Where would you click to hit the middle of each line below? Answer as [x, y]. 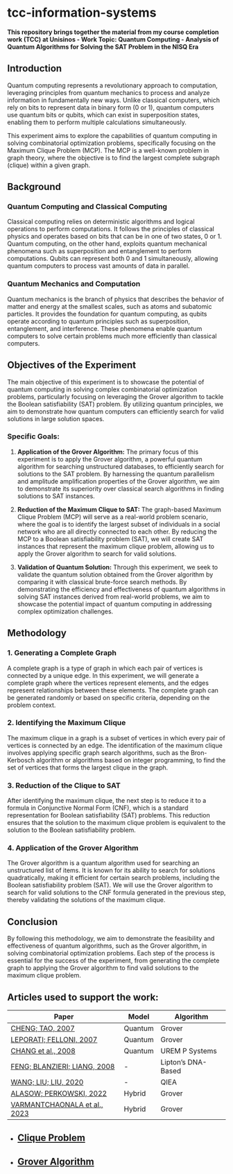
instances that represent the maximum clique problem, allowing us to [116, 546]
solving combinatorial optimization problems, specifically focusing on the [112, 143]
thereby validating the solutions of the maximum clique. [86, 900]
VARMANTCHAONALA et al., [57, 1105]
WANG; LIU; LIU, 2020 [47, 1082]
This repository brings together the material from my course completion [113, 32]
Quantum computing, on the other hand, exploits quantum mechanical [107, 244]
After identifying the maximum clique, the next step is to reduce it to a [107, 801]
